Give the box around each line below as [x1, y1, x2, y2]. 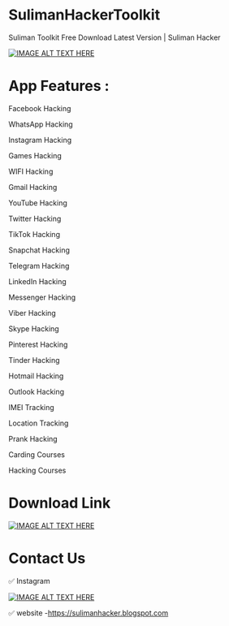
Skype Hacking [8, 323, 59, 334]
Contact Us [8, 550, 86, 568]
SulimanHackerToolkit [8, 6, 161, 24]
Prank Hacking [8, 434, 58, 443]
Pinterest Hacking [8, 339, 68, 349]
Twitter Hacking [8, 214, 62, 223]
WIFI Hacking [8, 166, 54, 176]
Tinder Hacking [8, 355, 60, 365]
